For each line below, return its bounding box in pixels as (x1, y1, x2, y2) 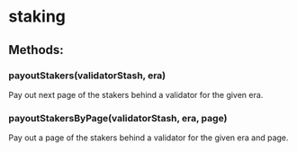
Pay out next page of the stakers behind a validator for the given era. (8, 89, 264, 100)
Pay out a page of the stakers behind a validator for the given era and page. (8, 132, 289, 143)
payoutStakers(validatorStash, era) (8, 69, 166, 82)
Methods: (8, 42, 64, 58)
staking (8, 6, 67, 27)
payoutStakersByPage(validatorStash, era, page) (8, 112, 228, 124)
